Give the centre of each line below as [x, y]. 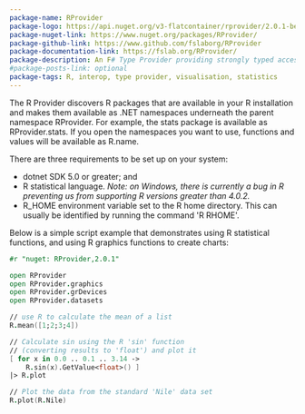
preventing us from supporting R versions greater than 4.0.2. [136, 195]
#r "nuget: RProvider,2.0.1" [64, 259]
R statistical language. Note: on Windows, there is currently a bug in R [153, 186]
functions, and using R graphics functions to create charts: [119, 242]
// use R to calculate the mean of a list [91, 317]
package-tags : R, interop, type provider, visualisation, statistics [144, 77]
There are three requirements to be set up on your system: [119, 159]
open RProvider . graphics [56, 284]
